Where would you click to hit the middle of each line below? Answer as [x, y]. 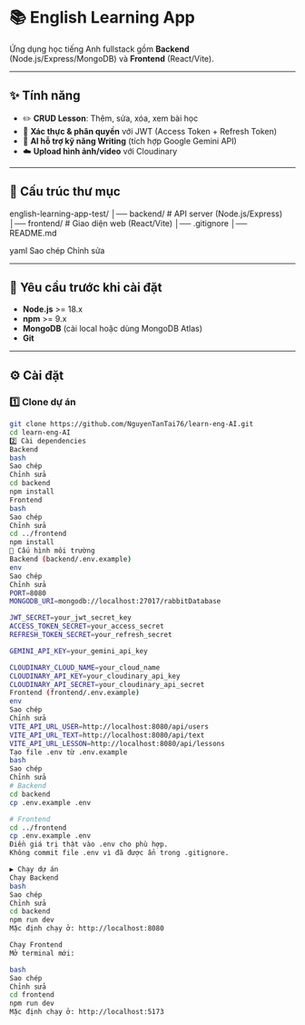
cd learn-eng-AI [40, 433]
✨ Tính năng [45, 96]
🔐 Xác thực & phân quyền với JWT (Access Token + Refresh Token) [150, 131]
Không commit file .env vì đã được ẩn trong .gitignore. [119, 853]
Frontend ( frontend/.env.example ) [75, 693]
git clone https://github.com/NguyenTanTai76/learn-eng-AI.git [132, 424]
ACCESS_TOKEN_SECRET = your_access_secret [87, 627]
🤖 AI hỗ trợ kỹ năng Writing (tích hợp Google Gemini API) [130, 141]
